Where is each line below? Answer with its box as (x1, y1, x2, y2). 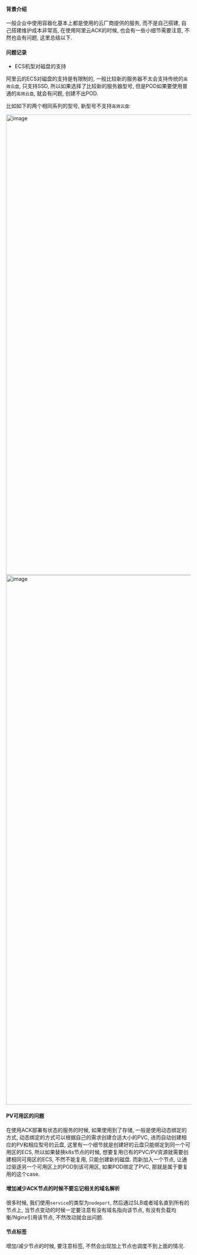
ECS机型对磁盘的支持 (14, 63, 66, 70)
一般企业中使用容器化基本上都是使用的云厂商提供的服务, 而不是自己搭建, (6, 19, 181, 26)
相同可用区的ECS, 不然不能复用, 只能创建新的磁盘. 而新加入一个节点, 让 (11, 1156, 182, 1163)
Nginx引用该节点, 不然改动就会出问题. (13, 1213, 104, 1220)
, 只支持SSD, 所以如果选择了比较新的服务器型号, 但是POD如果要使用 (19, 83, 183, 90)
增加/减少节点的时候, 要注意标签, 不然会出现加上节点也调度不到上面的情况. (6, 1243, 185, 1250)
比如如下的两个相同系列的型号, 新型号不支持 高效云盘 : (6, 103, 131, 110)
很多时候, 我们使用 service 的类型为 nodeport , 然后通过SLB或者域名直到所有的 (6, 1199, 189, 1206)
